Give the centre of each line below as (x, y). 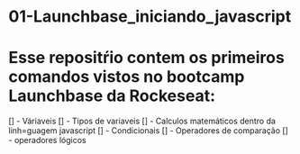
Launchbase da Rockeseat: (112, 96)
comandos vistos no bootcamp (127, 77)
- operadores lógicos (47, 140)
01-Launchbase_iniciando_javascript (150, 17)
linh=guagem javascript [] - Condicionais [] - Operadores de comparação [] (149, 131)
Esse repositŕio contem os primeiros (146, 58)
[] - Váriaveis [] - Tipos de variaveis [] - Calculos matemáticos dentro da (142, 121)
